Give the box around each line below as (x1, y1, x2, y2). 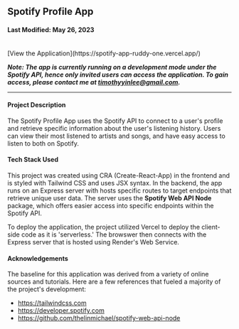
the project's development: (7, 285, 87, 293)
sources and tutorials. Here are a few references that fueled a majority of (7, 277, 221, 286)
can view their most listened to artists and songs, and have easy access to (7, 131, 225, 140)
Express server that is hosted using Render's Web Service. (7, 238, 180, 246)
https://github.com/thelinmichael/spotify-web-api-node (17, 314, 181, 323)
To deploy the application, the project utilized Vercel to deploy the (7, 223, 201, 231)
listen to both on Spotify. (7, 139, 80, 148)
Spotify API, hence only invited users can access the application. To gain (7, 70, 229, 79)
